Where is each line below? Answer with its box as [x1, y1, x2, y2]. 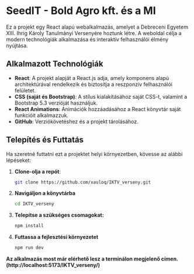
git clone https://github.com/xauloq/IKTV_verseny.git [14, 179, 151, 185]
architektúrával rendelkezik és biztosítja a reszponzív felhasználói [14, 81, 172, 88]
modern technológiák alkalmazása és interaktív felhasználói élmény [6, 36, 169, 43]
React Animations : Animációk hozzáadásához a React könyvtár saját [14, 105, 181, 112]
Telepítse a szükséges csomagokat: [14, 211, 104, 218]
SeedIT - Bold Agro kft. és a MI [6, 4, 156, 18]
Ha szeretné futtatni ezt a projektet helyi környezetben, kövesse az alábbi [6, 150, 183, 157]
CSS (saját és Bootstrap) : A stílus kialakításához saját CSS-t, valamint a [14, 93, 188, 100]
